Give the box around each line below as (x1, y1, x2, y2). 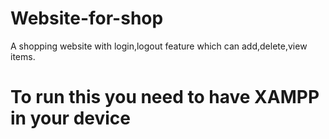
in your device (10, 107, 131, 130)
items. (10, 50, 36, 62)
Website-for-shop (10, 7, 164, 30)
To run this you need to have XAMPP (10, 86, 320, 109)
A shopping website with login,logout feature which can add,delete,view (10, 40, 308, 52)
